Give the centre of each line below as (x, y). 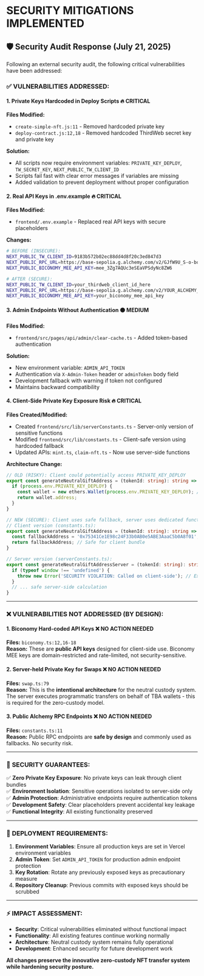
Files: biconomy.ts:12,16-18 (41, 642)
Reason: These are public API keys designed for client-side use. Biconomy (100, 649)
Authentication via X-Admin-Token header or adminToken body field (97, 374)
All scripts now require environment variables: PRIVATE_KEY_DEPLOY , (98, 163)
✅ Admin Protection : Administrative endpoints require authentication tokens (102, 798)
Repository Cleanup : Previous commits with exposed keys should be (102, 885)
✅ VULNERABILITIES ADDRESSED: (58, 86)
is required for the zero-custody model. (56, 702)
